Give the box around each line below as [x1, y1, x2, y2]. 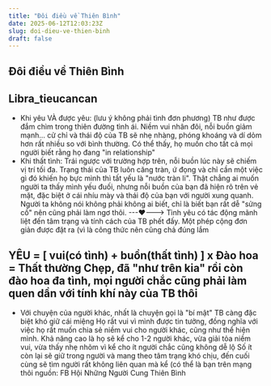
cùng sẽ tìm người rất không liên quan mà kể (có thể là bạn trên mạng [19, 359, 252, 369]
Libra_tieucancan [8, 92, 98, 106]
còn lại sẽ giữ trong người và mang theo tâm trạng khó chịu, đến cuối [19, 351, 250, 361]
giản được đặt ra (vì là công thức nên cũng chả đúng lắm [19, 225, 210, 235]
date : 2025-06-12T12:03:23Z [8, 19, 104, 28]
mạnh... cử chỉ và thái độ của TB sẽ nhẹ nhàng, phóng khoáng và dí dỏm [19, 130, 262, 140]
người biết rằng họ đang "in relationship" [19, 147, 156, 158]
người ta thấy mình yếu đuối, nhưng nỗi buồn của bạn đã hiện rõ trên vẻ [19, 182, 259, 192]
